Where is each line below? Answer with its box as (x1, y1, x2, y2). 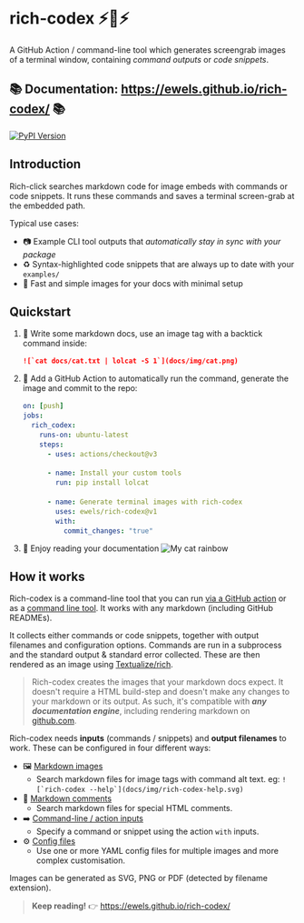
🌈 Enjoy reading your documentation (22, 543, 160, 554)
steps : (39, 439, 64, 449)
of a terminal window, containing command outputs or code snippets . (9, 54, 270, 65)
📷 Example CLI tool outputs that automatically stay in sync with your (22, 236, 281, 246)
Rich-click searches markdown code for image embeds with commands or (9, 180, 289, 192)
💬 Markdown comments (22, 793, 112, 804)
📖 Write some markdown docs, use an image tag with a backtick (22, 328, 263, 339)
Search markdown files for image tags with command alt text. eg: (35, 774, 280, 785)
